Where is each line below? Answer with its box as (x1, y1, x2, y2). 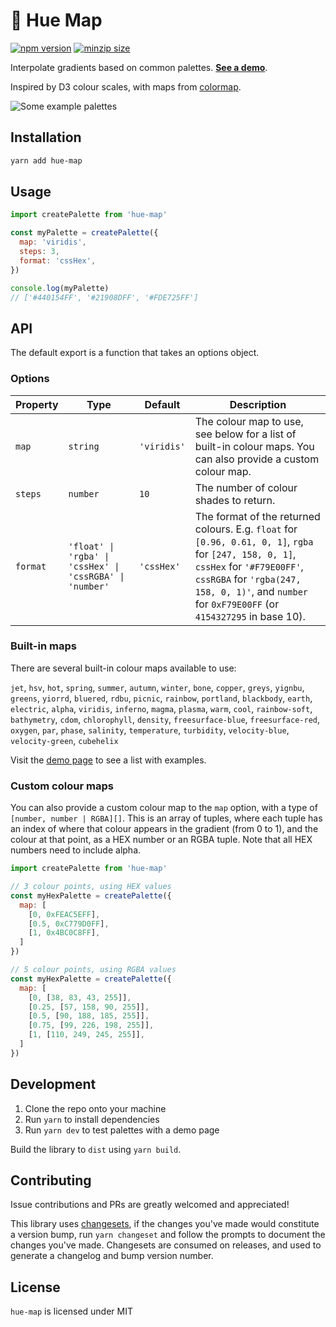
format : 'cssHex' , (19, 255, 97, 266)
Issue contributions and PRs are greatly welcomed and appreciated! (10, 1199, 290, 1211)
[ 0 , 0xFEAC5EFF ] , (28, 909, 101, 919)
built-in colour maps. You (194, 439, 315, 453)
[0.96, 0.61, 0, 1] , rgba (194, 534, 314, 548)
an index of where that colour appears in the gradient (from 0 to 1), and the (10, 823, 319, 835)
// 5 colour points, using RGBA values (10, 965, 177, 975)
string (68, 440, 100, 452)
